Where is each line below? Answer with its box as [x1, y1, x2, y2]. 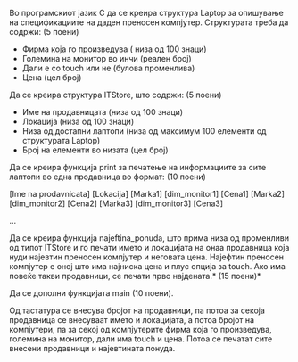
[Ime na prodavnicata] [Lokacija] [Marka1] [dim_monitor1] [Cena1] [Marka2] [9, 189, 286, 199]
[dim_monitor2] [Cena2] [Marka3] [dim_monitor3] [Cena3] [9, 198, 224, 209]
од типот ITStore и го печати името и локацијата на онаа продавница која [9, 243, 290, 252]
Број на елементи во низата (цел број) [21, 144, 169, 155]
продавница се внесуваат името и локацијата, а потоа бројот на [9, 315, 255, 325]
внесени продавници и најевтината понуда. [9, 343, 176, 353]
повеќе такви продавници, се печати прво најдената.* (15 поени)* [9, 271, 261, 281]
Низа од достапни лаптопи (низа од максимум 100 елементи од [21, 126, 267, 136]
